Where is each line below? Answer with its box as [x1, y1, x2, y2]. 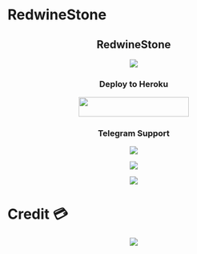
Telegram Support [98, 127, 170, 138]
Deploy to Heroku [98, 78, 169, 89]
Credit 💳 [7, 205, 69, 223]
